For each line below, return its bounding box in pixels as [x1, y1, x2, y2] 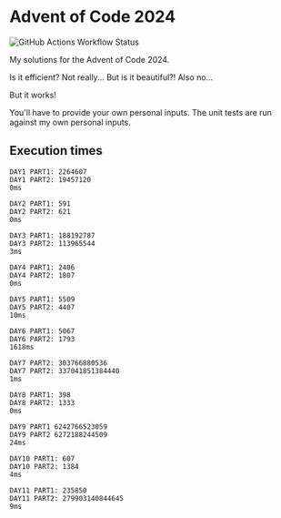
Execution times [9, 143, 103, 158]
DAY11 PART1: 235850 [9, 485, 88, 495]
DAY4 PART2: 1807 [9, 270, 75, 279]
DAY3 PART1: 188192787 [9, 230, 95, 240]
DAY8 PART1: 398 [9, 390, 71, 400]
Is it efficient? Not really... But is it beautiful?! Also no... [9, 71, 214, 83]
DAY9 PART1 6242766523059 [9, 422, 107, 432]
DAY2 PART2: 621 [9, 207, 71, 216]
